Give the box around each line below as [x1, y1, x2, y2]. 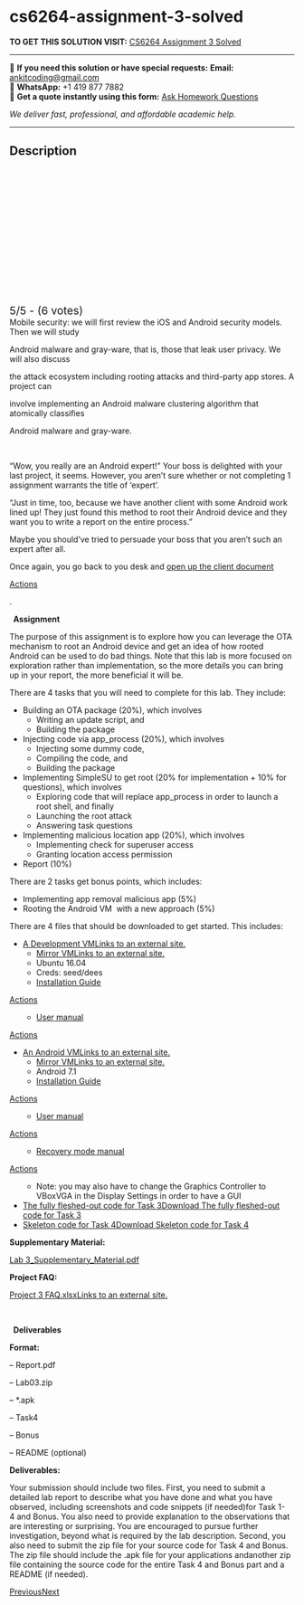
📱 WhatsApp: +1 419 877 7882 [9, 81, 125, 92]
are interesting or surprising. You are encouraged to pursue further [9, 1520, 259, 1531]
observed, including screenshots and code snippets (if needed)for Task [9, 1501, 277, 1512]
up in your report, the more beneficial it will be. [9, 670, 184, 680]
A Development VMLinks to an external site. [22, 938, 186, 949]
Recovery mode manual [35, 1145, 125, 1156]
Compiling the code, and [35, 753, 128, 764]
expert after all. [9, 543, 66, 554]
